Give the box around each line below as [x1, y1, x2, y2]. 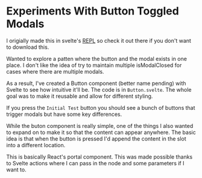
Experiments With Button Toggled [6, 4, 179, 18]
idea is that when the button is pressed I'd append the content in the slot [6, 135, 187, 142]
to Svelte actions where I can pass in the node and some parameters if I [6, 159, 185, 167]
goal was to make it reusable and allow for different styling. [6, 92, 153, 100]
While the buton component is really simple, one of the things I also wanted [6, 122, 194, 129]
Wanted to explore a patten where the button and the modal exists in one [6, 55, 187, 62]
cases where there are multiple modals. [6, 68, 104, 75]
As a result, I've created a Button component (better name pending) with [6, 80, 186, 87]
